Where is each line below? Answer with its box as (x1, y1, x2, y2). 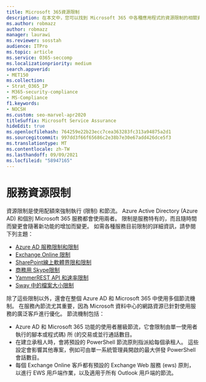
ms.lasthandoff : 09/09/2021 (6, 152, 78, 158)
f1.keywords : (6, 100, 40, 106)
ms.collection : (6, 77, 45, 84)
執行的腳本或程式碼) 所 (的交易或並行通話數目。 (15, 331, 135, 338)
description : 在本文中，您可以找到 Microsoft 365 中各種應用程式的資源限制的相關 (6, 15, 197, 21)
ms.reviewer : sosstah (6, 37, 62, 44)
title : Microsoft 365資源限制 (6, 9, 80, 15)
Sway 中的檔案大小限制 (15, 282, 74, 289)
